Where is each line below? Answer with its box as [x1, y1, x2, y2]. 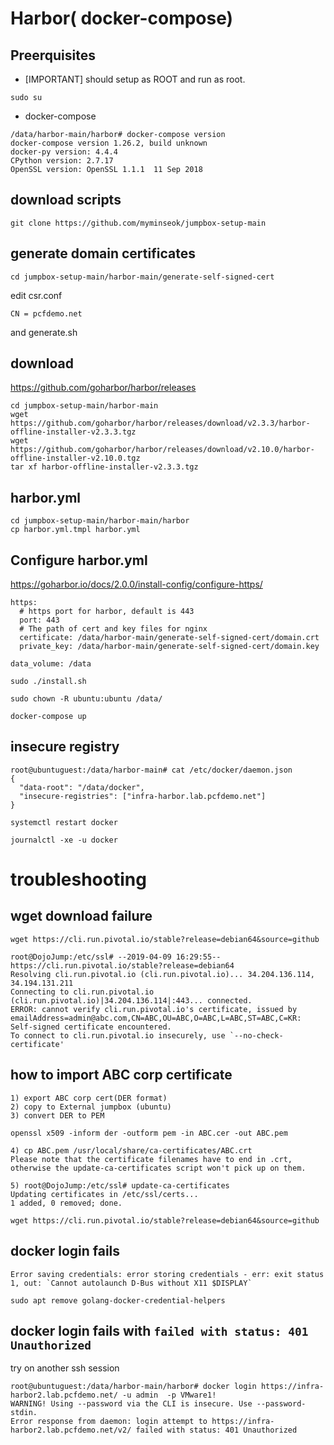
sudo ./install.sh [10, 677, 87, 687]
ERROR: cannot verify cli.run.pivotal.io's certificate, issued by [10, 1004, 298, 1014]
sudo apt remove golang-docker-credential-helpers [10, 1295, 226, 1306]
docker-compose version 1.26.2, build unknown [10, 138, 208, 148]
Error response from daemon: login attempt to [10, 1417, 208, 1427]
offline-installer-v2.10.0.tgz [10, 453, 141, 464]
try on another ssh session [10, 1362, 120, 1374]
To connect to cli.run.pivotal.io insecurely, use [10, 1030, 226, 1041]
